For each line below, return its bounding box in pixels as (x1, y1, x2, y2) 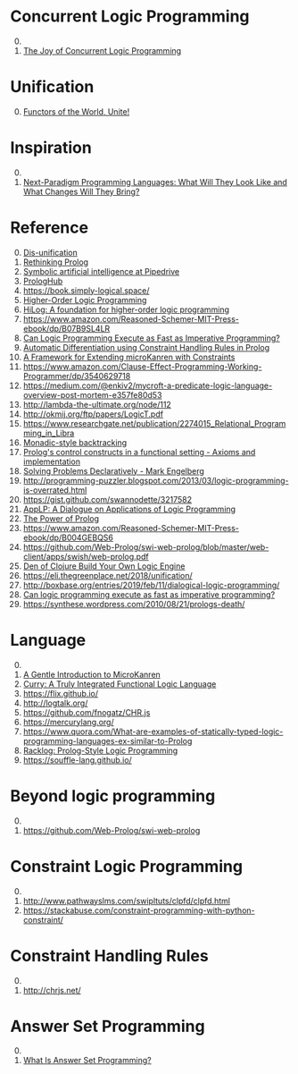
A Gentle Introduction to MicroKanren (22, 669, 161, 680)
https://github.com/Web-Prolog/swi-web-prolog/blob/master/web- (22, 541, 269, 552)
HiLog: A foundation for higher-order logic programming (22, 304, 230, 315)
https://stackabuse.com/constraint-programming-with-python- (22, 905, 255, 916)
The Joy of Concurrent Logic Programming (22, 45, 182, 55)
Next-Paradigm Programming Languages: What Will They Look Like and (22, 176, 288, 187)
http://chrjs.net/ (22, 985, 81, 995)
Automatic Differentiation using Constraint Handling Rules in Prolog (22, 342, 270, 352)
